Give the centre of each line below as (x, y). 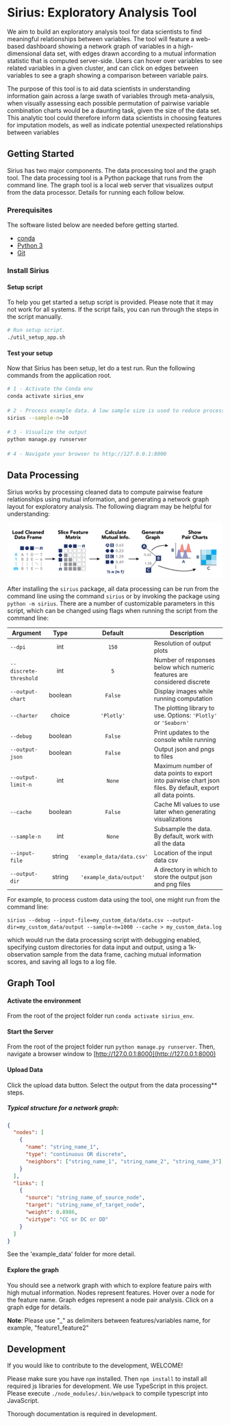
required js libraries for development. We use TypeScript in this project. (107, 1386)
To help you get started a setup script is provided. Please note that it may (110, 302)
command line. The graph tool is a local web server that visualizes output (110, 185)
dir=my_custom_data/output (46, 927)
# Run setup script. (37, 331)
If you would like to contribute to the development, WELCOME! (95, 1365)
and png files (172, 884)
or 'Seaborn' (171, 723)
